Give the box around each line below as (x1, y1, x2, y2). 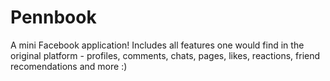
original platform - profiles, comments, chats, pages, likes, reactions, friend (10, 49, 321, 61)
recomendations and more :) (10, 60, 128, 72)
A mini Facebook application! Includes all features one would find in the (10, 39, 305, 51)
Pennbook (10, 6, 97, 29)
